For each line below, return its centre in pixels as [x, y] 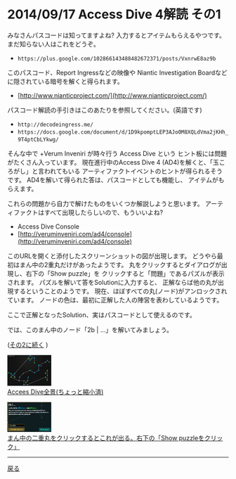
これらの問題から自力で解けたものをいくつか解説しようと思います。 [105, 203]
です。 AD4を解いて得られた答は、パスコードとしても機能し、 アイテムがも [116, 179]
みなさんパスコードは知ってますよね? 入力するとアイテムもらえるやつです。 [117, 35]
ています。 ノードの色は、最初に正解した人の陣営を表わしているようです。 [115, 300]
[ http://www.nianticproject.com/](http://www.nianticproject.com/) [112, 95]
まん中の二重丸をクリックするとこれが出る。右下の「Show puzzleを [106, 438]
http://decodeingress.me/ [55, 124]
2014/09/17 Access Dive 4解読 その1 [114, 14]
